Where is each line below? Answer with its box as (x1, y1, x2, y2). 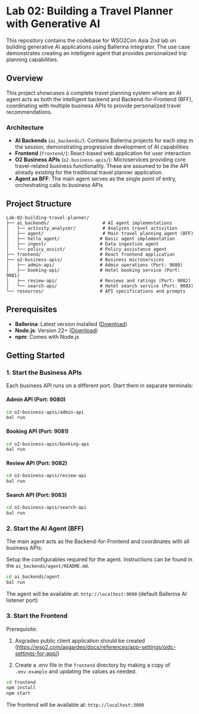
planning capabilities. (6, 56, 59, 63)
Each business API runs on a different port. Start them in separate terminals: (6, 382, 194, 389)
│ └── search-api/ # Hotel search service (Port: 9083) (6, 283, 194, 289)
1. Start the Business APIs (6, 368, 82, 376)
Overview (6, 73, 44, 83)
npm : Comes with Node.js (14, 333, 79, 340)
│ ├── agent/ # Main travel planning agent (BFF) (6, 230, 194, 236)
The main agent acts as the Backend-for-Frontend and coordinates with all (6, 538, 190, 545)
